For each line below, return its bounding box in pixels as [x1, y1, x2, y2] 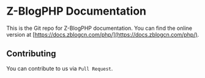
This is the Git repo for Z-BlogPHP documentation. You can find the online [6, 24, 193, 32]
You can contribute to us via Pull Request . [6, 65, 113, 72]
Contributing [6, 49, 56, 59]
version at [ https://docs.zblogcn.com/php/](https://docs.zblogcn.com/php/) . [6, 30, 199, 38]
